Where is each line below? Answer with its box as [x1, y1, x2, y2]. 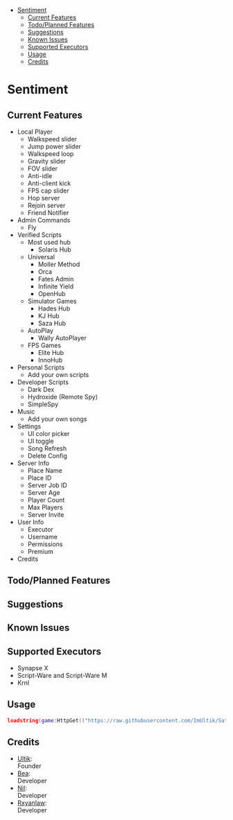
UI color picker [27, 430, 70, 437]
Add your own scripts [27, 371, 89, 378]
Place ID [27, 474, 52, 482]
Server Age [27, 489, 60, 496]
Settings [17, 422, 42, 430]
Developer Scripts [17, 378, 69, 386]
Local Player [17, 128, 53, 136]
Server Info [17, 459, 50, 467]
